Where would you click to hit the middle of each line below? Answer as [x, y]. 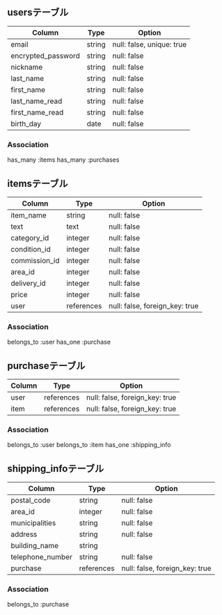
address [24, 534]
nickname [27, 67]
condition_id [31, 249]
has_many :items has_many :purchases [63, 160]
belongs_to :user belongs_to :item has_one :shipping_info [89, 445]
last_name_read [37, 101]
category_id [30, 238]
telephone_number [42, 557]
